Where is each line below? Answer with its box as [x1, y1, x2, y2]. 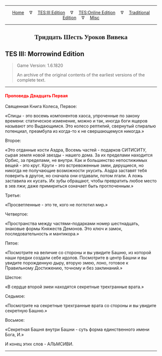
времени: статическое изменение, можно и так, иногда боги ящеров [5, 118, 148, 124]
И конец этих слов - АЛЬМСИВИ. [5, 341, 74, 347]
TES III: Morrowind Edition [5, 49, 84, 58]
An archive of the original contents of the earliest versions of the [16, 72, 145, 78]
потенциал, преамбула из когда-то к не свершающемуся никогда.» [5, 128, 145, 134]
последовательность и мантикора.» [5, 231, 80, 237]
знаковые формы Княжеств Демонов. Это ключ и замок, [5, 226, 123, 232]
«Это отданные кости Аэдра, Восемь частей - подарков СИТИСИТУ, [5, 147, 147, 153]
